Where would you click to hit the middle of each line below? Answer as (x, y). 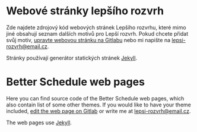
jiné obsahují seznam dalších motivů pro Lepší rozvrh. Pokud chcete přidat (97, 33)
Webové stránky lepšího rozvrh (85, 11)
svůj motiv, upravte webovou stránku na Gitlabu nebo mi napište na (88, 40)
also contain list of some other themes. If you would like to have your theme (99, 105)
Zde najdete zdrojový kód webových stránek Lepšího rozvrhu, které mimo (96, 27)
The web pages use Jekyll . (39, 122)
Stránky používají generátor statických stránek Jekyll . (72, 58)
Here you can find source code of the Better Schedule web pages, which (95, 98)
